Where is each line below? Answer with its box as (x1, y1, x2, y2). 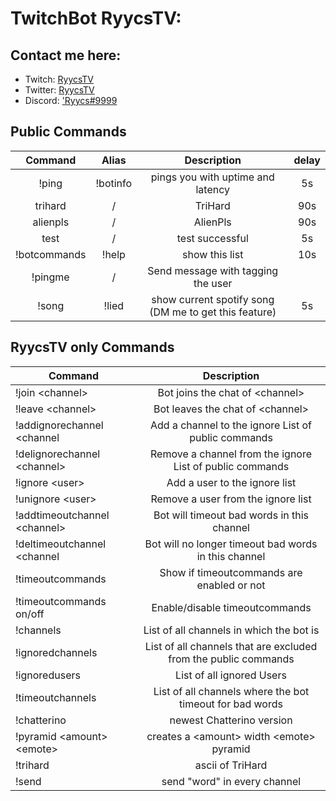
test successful (176, 231, 249, 245)
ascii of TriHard (194, 758, 268, 772)
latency (195, 182, 231, 196)
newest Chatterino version (169, 713, 293, 727)
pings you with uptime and (150, 170, 275, 184)
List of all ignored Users (175, 668, 287, 682)
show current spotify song (151, 292, 275, 306)
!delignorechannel (15, 447, 101, 461)
